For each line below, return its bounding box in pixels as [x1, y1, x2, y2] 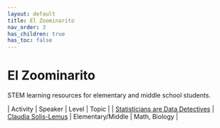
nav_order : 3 [7, 23, 46, 31]
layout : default [7, 10, 56, 18]
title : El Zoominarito [7, 17, 75, 24]
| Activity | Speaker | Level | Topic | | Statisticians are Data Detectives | [7, 105, 215, 114]
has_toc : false [7, 37, 53, 44]
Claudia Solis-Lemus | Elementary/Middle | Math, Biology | [7, 112, 179, 121]
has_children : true [7, 30, 66, 38]
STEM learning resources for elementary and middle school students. [7, 91, 211, 100]
